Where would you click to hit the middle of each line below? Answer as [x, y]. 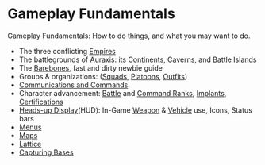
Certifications [41, 102]
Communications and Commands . [74, 85]
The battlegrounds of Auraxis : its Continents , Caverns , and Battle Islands [138, 59]
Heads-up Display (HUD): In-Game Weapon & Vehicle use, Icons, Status [136, 110]
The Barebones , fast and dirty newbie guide [91, 67]
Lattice [30, 144]
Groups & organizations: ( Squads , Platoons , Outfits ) [103, 76]
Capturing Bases [46, 152]
